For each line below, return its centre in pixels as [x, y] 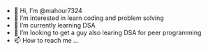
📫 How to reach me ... [46, 40]
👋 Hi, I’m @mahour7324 [48, 11]
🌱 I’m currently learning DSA [54, 25]
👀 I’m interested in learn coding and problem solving [89, 18]
